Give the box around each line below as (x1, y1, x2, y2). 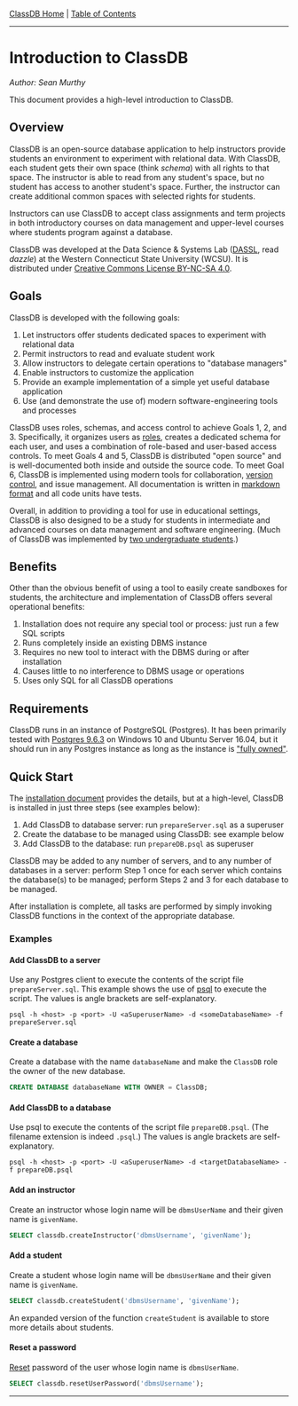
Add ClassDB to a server (9, 954, 101, 965)
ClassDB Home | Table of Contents (9, 9, 137, 19)
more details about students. (9, 1322, 114, 1332)
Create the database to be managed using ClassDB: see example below (21, 829, 285, 839)
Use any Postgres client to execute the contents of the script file (9, 975, 244, 985)
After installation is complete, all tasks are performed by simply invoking (9, 901, 272, 912)
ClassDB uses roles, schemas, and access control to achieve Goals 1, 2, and (9, 422, 286, 432)
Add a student (9, 1250, 63, 1260)
